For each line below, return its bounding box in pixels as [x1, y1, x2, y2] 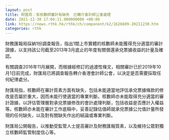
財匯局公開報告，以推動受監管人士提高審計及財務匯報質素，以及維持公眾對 [5, 123, 159, 129]
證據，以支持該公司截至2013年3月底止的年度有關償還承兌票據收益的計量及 [5, 47, 159, 53]
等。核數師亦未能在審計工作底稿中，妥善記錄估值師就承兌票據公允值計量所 [5, 106, 159, 112]
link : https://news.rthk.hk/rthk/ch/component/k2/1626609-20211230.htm [5, 21, 158, 27]
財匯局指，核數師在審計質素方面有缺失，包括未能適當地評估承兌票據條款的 [5, 87, 159, 93]
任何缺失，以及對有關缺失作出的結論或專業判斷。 [14, 112, 116, 118]
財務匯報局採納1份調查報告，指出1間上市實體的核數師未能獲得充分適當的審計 [5, 41, 163, 47]
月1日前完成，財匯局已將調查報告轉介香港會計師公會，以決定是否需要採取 [5, 70, 157, 76]
